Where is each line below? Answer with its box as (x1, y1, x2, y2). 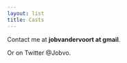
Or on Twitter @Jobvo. (7, 49, 71, 57)
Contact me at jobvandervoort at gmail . (7, 35, 121, 43)
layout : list (7, 10, 45, 17)
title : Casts (7, 16, 45, 23)
